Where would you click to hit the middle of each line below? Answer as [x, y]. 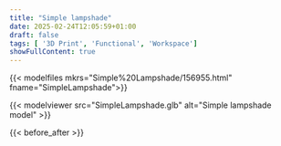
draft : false [34, 35]
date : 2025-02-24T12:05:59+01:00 [73, 26]
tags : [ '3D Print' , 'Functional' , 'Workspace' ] [104, 43]
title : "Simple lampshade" [61, 18]
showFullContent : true [52, 52]
